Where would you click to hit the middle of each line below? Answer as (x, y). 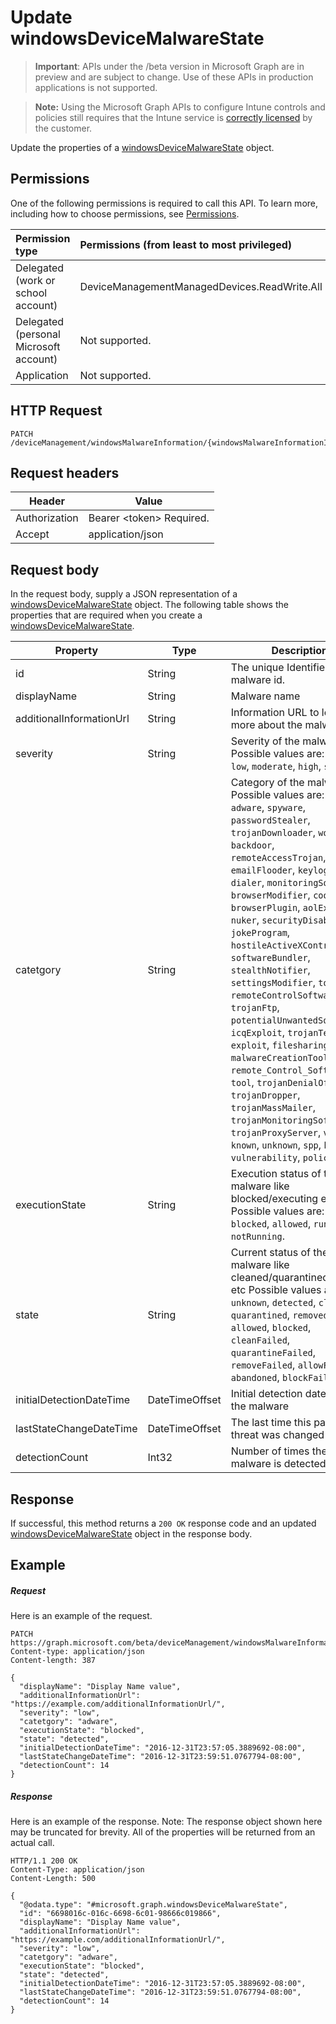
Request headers (65, 472)
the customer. (63, 128)
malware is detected (278, 1464)
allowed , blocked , (271, 1328)
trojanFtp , (255, 1008)
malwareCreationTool (279, 1058)
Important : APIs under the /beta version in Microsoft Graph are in (169, 66)
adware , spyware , (268, 808)
